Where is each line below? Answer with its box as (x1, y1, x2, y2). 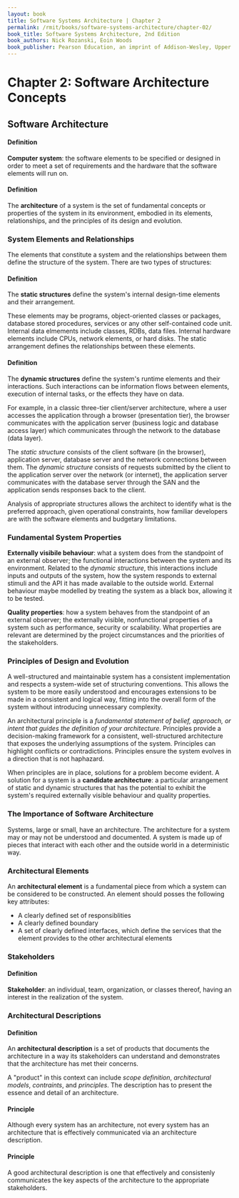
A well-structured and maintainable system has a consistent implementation (7, 672, 230, 681)
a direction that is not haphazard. (7, 754, 105, 763)
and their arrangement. (7, 298, 76, 306)
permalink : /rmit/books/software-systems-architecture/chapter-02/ (7, 24, 213, 31)
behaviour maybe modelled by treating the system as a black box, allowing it (7, 586, 233, 595)
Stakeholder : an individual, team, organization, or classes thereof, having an (7, 985, 232, 994)
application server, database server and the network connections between (7, 455, 227, 464)
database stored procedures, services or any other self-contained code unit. (7, 319, 233, 328)
